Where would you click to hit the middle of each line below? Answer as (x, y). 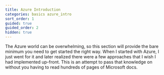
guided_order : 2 (22, 28)
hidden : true (19, 32)
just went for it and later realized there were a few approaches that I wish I (81, 57)
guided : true (19, 23)
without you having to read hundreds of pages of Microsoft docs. (71, 67)
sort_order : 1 (20, 19)
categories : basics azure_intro (38, 14)
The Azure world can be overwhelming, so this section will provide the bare (82, 46)
